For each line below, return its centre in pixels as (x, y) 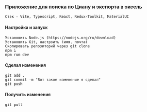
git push (14, 84)
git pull (14, 105)
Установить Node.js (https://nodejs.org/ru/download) (61, 38)
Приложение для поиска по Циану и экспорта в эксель (73, 7)
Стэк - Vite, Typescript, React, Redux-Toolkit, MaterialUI (67, 17)
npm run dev (17, 55)
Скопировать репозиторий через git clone (48, 46)
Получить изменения (28, 95)
